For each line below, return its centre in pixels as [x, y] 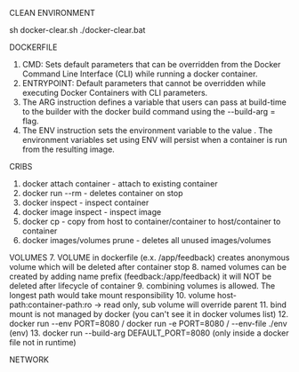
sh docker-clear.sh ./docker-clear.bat [77, 30]
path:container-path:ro [51, 305]
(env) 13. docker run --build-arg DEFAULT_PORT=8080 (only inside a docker [149, 333]
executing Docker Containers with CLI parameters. [115, 93]
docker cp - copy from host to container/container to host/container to [151, 222]
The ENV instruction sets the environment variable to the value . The [147, 131]
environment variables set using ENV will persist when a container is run [154, 140]
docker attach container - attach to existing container [120, 184]
